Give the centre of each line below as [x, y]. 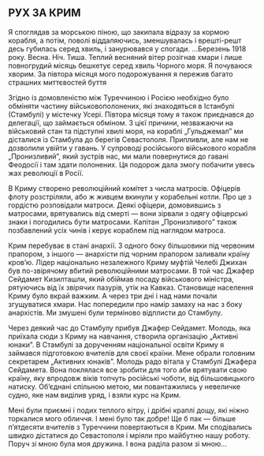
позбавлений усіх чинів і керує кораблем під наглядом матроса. [117, 230]
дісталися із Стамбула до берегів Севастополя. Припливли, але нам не [128, 139]
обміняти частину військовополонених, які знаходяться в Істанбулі [121, 106]
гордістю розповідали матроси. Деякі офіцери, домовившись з [115, 205]
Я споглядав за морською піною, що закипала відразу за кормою [119, 32]
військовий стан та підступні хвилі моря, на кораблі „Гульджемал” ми [126, 131]
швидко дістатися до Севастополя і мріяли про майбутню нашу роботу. [129, 435]
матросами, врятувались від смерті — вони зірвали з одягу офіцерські [128, 213]
